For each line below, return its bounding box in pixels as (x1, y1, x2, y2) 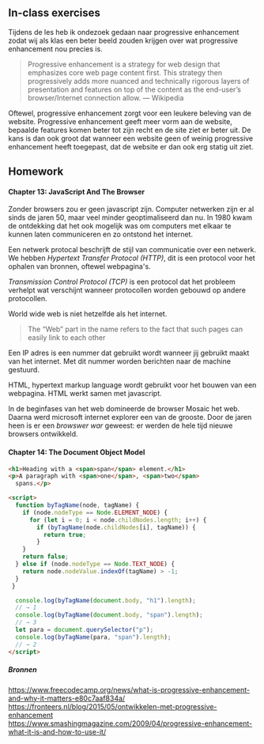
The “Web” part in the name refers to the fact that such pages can (27, 324, 243, 334)
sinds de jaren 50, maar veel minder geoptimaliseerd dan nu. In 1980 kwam (8, 213, 253, 222)
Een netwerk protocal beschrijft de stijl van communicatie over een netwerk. (8, 245, 257, 255)
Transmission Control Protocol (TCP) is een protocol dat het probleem (8, 277, 236, 287)
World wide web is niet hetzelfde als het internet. (8, 309, 168, 319)
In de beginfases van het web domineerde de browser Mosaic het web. (8, 404, 240, 414)
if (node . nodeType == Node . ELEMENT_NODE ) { (22, 508, 168, 516)
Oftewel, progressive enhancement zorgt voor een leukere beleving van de (8, 108, 251, 118)
